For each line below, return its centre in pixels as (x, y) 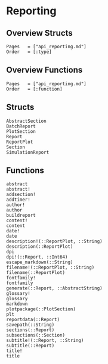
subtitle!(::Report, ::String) (45, 341)
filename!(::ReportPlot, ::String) (50, 267)
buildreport (21, 216)
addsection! (21, 195)
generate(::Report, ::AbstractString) (54, 288)
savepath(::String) (30, 325)
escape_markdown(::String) (40, 262)
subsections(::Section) (36, 335)
